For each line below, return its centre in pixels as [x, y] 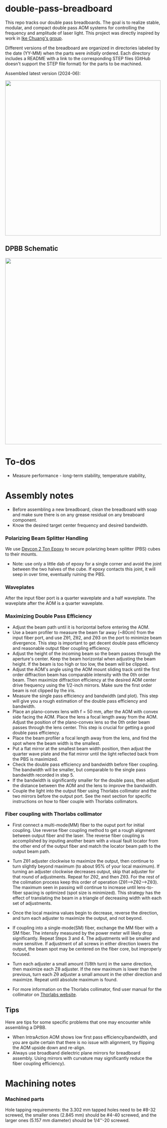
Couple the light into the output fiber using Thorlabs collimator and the [84, 791]
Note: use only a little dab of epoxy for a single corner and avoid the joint [87, 564]
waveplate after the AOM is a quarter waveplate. [54, 603]
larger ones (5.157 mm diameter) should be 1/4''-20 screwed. [68, 1121]
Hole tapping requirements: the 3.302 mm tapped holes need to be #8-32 [81, 1110]
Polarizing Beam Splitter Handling [47, 538]
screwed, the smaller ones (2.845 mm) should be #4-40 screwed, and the [81, 1115]
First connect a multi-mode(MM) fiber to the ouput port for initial [78, 825]
